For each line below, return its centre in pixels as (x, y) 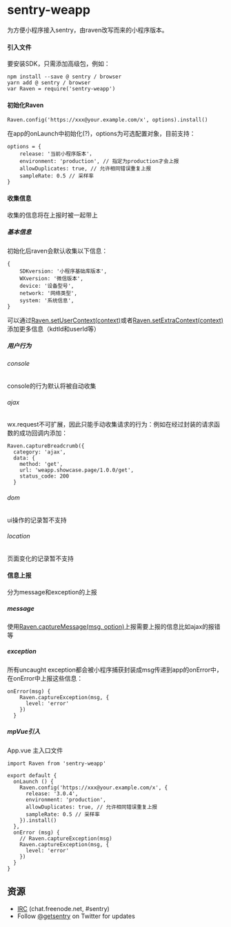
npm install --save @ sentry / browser (64, 77)
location (19, 536)
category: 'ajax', (40, 452)
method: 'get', (41, 465)
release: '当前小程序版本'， (57, 154)
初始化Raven (26, 105)
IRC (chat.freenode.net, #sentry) (63, 908)
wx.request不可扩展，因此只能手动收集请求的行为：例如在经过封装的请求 (111, 425)
